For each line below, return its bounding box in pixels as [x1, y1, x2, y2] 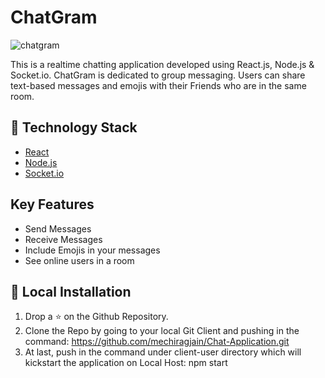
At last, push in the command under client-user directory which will [24, 346, 302, 358]
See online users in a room [24, 254, 135, 266]
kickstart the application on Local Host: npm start [24, 357, 228, 369]
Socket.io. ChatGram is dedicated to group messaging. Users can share [10, 69, 306, 81]
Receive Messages [24, 233, 103, 245]
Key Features [10, 196, 95, 213]
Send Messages [24, 222, 92, 235]
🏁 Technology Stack [10, 119, 138, 136]
